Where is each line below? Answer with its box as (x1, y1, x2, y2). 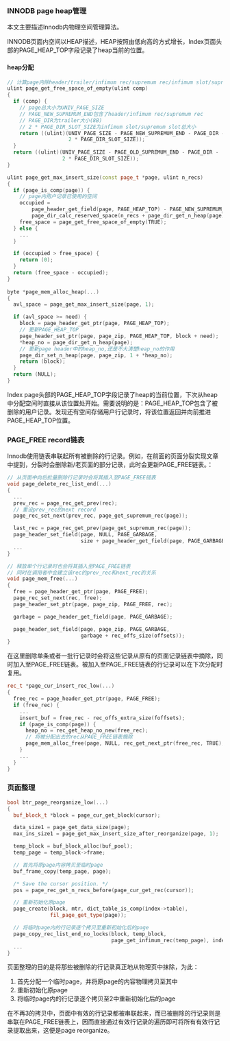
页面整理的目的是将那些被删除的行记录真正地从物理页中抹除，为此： (7, 963, 199, 971)
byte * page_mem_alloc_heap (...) (7, 288, 99, 296)
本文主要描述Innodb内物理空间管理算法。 (7, 23, 123, 32)
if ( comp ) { (13, 98, 48, 105)
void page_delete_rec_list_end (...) (7, 481, 112, 488)
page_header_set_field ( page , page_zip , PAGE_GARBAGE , (13, 625, 170, 632)
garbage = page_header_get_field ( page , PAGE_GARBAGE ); (13, 613, 173, 620)
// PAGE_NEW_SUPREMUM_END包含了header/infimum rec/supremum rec (19, 110, 204, 117)
